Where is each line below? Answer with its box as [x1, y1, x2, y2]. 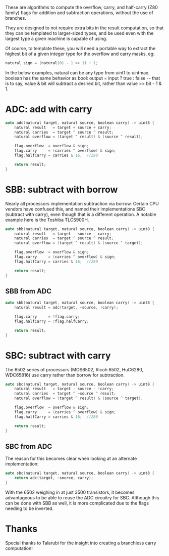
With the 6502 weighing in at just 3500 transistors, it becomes [5, 489, 135, 495]
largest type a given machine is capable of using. [5, 35, 107, 41]
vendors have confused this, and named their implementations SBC [5, 206, 145, 212]
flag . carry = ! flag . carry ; [14, 314, 80, 319]
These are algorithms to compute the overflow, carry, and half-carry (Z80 [5, 5, 158, 10]
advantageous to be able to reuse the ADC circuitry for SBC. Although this [5, 494, 159, 500]
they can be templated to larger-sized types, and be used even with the [5, 30, 154, 36]
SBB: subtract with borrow [5, 184, 118, 195]
